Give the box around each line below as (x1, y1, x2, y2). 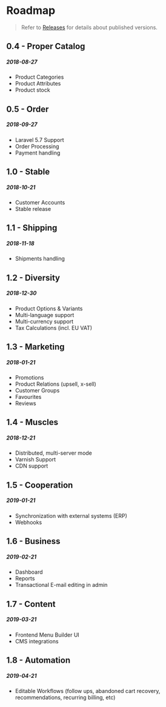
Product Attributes (15, 80, 61, 87)
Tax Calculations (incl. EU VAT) (15, 324, 93, 331)
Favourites (15, 394, 42, 401)
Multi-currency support (15, 318, 74, 325)
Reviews (15, 400, 36, 407)
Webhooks (15, 518, 42, 526)
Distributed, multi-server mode (15, 449, 93, 457)
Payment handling (15, 149, 61, 156)
